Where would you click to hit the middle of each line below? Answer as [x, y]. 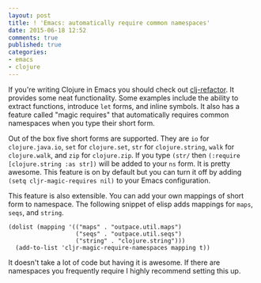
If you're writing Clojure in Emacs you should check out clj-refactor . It [121, 89]
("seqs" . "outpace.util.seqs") [129, 234]
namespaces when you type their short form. [82, 123]
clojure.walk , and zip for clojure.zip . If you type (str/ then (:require [124, 155]
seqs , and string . [36, 212]
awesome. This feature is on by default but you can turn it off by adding [125, 172]
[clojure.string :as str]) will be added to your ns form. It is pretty [119, 164]
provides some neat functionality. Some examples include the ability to [123, 98]
